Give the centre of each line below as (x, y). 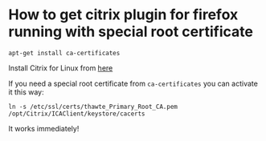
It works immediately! (44, 128)
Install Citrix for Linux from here (61, 68)
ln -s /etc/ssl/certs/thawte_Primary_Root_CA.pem (93, 107)
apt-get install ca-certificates (64, 53)
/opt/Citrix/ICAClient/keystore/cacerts (77, 114)
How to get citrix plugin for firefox (123, 15)
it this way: (26, 92)
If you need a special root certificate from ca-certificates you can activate (133, 83)
